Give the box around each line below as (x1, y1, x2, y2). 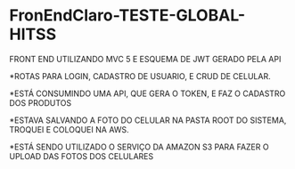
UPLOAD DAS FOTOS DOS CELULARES (9, 150, 154, 161)
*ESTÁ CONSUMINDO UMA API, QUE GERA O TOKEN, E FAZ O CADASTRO (9, 88, 286, 99)
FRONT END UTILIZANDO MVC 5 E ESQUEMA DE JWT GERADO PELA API (9, 53, 282, 64)
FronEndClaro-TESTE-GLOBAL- (9, 5, 246, 26)
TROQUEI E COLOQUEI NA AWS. (9, 124, 129, 134)
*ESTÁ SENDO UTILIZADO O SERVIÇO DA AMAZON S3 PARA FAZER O (9, 141, 269, 152)
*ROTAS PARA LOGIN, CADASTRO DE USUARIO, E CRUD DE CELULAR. (9, 70, 271, 81)
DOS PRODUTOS (9, 97, 72, 108)
